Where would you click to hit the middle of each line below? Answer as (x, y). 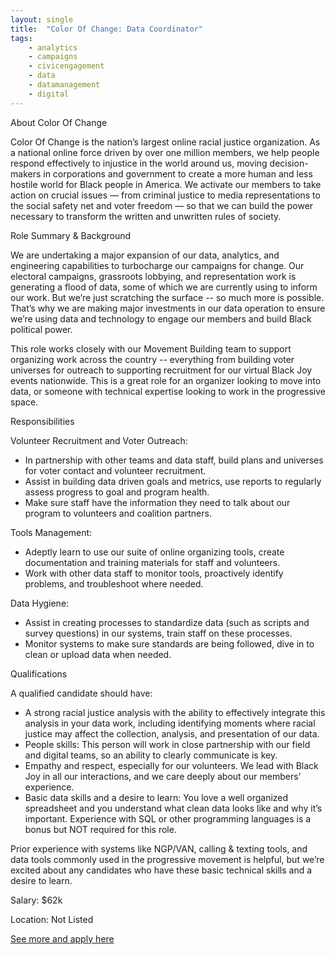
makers (26, 173)
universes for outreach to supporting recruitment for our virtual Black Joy (161, 370)
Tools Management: (51, 532)
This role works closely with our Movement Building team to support (151, 348)
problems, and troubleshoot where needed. (114, 583)
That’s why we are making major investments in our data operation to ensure (168, 308)
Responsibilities (42, 421)
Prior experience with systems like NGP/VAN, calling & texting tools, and (159, 848)
